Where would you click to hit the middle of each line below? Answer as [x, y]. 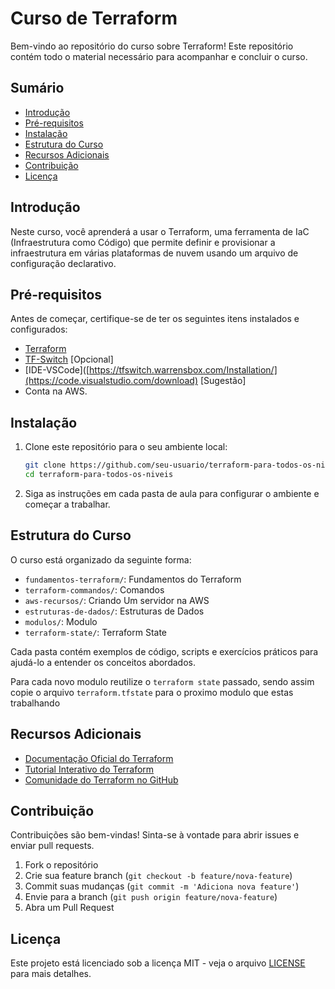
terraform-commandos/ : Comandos [94, 589]
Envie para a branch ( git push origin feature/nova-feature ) [151, 897]
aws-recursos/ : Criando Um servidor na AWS [117, 600]
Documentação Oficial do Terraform [99, 758]
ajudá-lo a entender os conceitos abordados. [103, 662]
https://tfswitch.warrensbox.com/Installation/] [183, 370]
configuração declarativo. [63, 263]
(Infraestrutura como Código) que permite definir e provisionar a [143, 242]
